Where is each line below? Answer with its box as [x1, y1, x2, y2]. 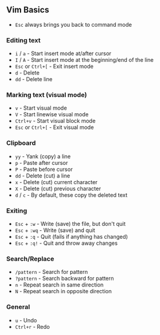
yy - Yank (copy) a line [14, 153, 71, 160]
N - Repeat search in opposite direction [14, 288, 112, 295]
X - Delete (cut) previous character [14, 185, 101, 192]
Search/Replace [6, 254, 54, 263]
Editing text [6, 36, 41, 44]
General [6, 303, 30, 311]
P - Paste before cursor [14, 165, 73, 173]
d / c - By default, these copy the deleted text [14, 191, 128, 199]
